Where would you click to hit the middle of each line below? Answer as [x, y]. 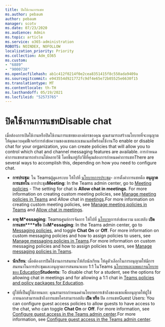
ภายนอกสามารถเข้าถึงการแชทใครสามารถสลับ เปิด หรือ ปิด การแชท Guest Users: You [83, 298]
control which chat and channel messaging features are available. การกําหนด [81, 152]
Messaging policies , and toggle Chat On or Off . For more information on [85, 231]
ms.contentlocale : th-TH [31, 88]
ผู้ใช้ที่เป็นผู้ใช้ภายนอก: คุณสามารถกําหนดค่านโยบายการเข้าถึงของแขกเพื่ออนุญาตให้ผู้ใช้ [82, 292]
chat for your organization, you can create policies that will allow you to [78, 147]
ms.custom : [16, 60]
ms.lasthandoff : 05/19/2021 [34, 92]
